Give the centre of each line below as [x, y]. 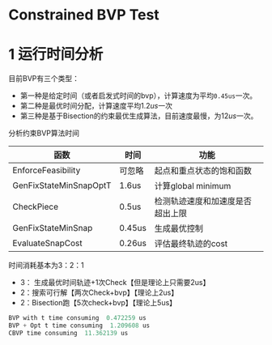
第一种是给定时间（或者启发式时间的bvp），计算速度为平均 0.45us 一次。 [138, 96]
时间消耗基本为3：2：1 [46, 266]
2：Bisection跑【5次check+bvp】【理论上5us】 [98, 303]
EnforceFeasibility [47, 170]
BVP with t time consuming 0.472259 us [78, 318]
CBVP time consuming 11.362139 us [68, 333]
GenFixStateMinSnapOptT [62, 185]
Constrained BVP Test [84, 15]
